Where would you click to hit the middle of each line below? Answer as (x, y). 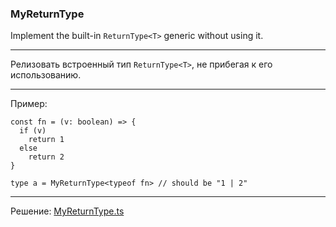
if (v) (33, 131)
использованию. (46, 75)
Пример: (29, 104)
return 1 (46, 140)
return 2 (46, 157)
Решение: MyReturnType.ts (67, 211)
